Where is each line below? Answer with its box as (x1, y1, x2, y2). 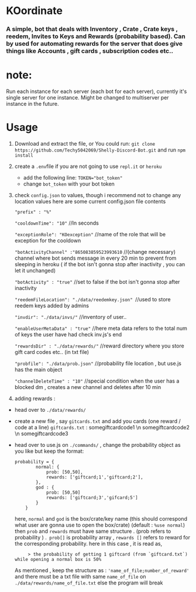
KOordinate (6, 4, 63, 18)
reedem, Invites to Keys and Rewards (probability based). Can (6, 32, 186, 40)
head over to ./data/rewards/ (14, 406, 86, 413)
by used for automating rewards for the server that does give (6, 40, 183, 48)
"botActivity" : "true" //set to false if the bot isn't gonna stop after (14, 278, 180, 285)
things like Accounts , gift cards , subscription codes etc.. (6, 47, 174, 55)
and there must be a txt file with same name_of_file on (14, 573, 146, 580)
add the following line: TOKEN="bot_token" (23, 174, 123, 181)
